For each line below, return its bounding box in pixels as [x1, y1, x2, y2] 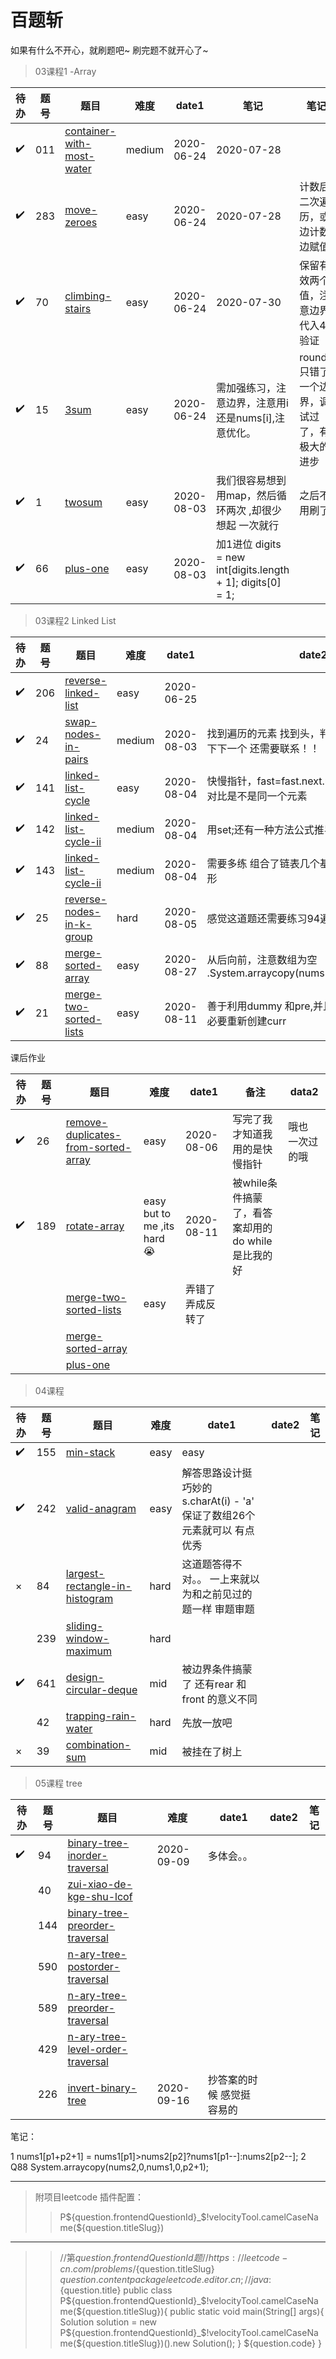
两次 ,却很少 [226, 503, 282, 517]
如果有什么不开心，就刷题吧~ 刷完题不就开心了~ [10, 44, 209, 56]
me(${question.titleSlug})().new [59, 2337, 191, 2349]
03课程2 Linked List [34, 614, 117, 626]
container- [64, 124, 117, 138]
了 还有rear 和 [181, 1677, 247, 1691]
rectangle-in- [65, 1579, 132, 1593]
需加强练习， [216, 381, 277, 395]
